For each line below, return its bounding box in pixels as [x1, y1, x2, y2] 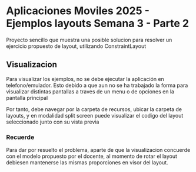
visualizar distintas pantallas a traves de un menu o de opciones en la [6, 87, 175, 95]
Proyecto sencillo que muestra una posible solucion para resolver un [6, 36, 172, 43]
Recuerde [6, 133, 35, 141]
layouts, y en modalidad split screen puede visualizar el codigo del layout [6, 112, 184, 119]
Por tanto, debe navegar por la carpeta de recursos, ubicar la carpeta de [6, 105, 182, 113]
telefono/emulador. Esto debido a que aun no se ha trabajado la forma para [6, 82, 188, 89]
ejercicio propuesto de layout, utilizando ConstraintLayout [6, 43, 147, 50]
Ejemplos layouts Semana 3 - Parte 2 [6, 17, 190, 30]
